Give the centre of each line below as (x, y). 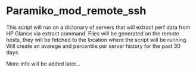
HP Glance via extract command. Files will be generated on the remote (93, 33)
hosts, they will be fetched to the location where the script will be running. (97, 40)
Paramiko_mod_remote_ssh (76, 11)
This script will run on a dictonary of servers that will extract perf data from (98, 27)
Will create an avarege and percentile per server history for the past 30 (93, 46)
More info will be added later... (43, 64)
